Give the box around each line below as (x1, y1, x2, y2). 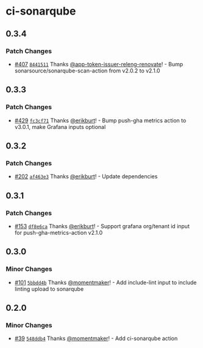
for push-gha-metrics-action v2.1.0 (14, 229, 103, 236)
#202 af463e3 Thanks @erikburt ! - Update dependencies (14, 173, 158, 180)
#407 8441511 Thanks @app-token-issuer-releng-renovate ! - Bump (14, 60, 183, 68)
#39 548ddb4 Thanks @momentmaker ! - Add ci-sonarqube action (14, 335, 178, 342)
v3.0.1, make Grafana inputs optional (14, 123, 106, 130)
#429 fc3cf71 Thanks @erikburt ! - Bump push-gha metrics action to (14, 117, 187, 124)
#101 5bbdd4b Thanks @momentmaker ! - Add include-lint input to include (14, 279, 197, 286)
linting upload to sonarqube (14, 285, 84, 293)
